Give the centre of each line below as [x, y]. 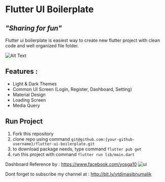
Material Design [29, 95]
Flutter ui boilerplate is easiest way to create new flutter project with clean [83, 40]
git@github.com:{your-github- [103, 139]
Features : [22, 71]
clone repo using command [41, 139]
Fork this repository [33, 134]
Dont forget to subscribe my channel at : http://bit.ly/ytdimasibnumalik [78, 174]
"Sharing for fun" [34, 28]
